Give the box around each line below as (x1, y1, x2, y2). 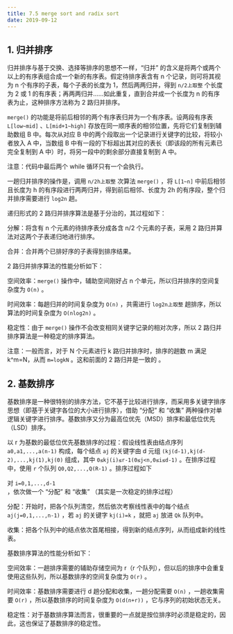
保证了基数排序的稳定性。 (31, 619, 105, 628)
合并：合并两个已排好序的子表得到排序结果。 (7, 247, 135, 256)
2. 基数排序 (7, 378, 55, 389)
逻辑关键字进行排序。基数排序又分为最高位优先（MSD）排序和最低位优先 (7, 415, 216, 423)
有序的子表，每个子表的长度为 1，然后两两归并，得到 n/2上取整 (26, 81, 203, 89)
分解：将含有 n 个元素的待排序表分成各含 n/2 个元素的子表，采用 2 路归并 (7, 224, 217, 232)
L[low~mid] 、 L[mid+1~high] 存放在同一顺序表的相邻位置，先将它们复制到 (7, 122, 216, 130)
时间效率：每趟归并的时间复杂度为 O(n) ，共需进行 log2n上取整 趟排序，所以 (7, 300, 222, 308)
